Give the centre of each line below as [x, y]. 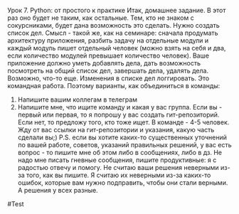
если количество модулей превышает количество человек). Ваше [108, 55]
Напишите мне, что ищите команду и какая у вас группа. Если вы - [120, 107]
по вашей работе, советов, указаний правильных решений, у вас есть [124, 145]
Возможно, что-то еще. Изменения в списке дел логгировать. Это [108, 78]
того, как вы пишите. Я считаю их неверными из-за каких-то [118, 175]
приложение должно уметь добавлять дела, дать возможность [104, 63]
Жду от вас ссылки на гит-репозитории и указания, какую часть [116, 130]
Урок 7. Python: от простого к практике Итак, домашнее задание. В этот [117, 10]
